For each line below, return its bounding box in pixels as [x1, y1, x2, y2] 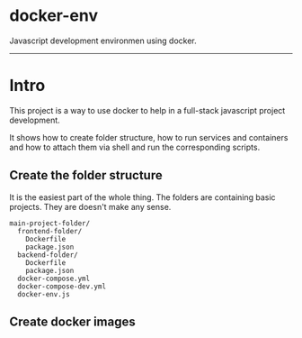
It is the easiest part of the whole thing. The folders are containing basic [9, 191, 276, 203]
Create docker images [9, 315, 137, 330]
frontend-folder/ [17, 226, 83, 235]
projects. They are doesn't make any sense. [9, 201, 172, 212]
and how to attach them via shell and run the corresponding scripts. [9, 142, 261, 152]
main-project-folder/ [9, 218, 91, 228]
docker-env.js [17, 289, 70, 298]
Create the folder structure [9, 168, 164, 183]
